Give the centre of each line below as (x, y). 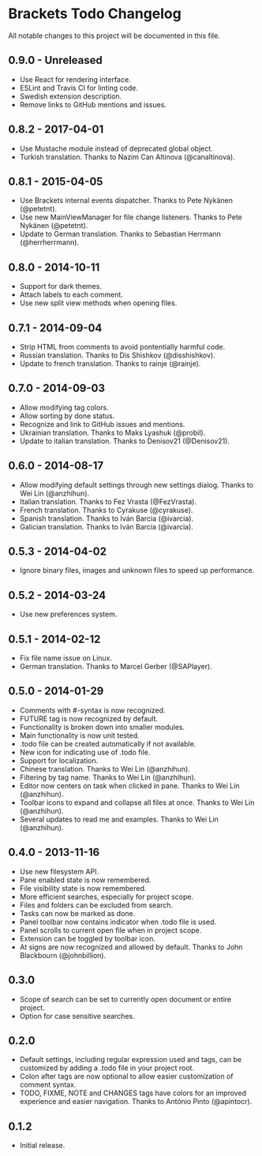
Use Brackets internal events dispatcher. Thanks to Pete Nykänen (126, 200)
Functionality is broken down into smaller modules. (102, 727)
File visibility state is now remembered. (83, 888)
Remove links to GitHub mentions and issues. (93, 104)
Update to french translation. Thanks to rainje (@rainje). (110, 363)
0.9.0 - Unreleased (55, 60)
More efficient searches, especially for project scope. (107, 896)
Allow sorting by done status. (67, 416)
